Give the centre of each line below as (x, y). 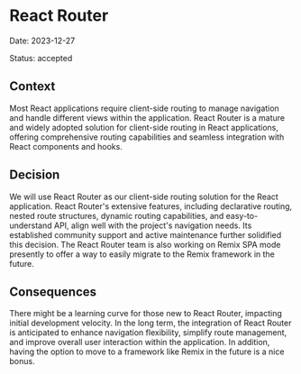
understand (31, 225)
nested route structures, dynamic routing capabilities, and (117, 215)
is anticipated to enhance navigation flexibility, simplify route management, (148, 333)
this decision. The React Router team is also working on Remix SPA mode (145, 244)
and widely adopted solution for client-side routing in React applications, (144, 127)
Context (32, 87)
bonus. (22, 361)
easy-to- (242, 215)
